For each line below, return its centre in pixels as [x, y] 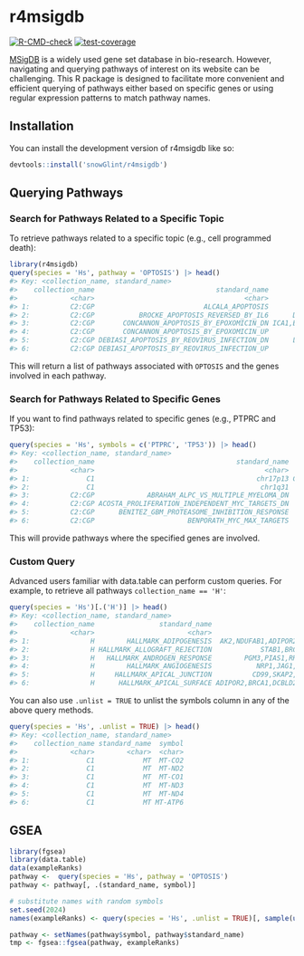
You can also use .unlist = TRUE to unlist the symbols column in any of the [149, 701]
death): [23, 248]
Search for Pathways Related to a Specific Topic [117, 218]
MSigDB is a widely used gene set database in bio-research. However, [140, 59]
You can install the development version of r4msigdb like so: [122, 148]
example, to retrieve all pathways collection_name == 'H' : [118, 591]
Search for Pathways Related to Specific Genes [115, 398]
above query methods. [52, 710]
